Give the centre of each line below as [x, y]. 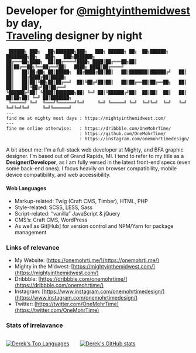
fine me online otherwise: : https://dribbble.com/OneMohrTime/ [89, 128]
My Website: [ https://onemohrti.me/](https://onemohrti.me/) [87, 260]
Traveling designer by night [74, 36]
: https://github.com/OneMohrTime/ [123, 133]
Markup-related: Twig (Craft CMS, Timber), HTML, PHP [81, 201]
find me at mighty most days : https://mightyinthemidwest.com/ [86, 118]
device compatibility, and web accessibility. [59, 174]
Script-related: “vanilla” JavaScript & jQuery [67, 214]
